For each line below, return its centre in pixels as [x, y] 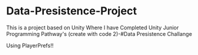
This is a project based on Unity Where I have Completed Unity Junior [92, 27]
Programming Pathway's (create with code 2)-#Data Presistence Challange [99, 33]
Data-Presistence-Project [72, 11]
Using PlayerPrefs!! [30, 45]
